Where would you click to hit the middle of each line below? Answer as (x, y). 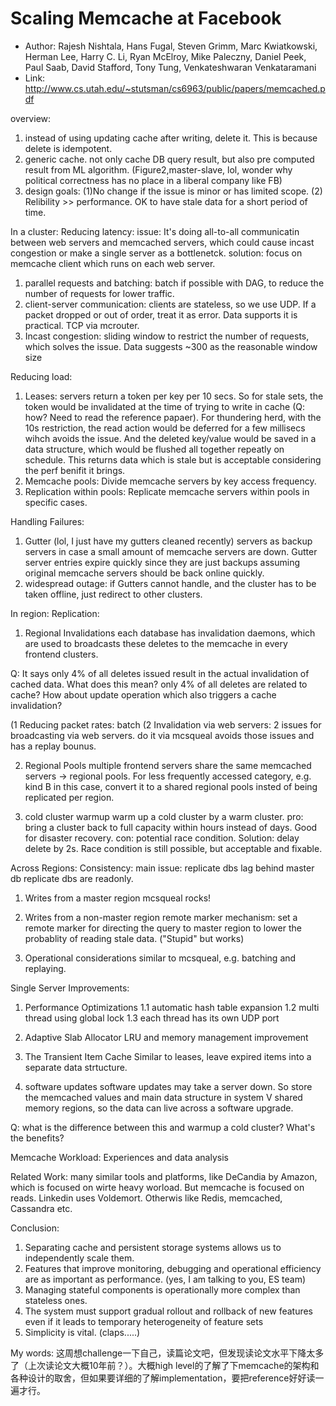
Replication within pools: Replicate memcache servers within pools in (167, 491)
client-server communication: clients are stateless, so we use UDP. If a (170, 304)
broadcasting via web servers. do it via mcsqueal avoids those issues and (162, 735)
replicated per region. (69, 797)
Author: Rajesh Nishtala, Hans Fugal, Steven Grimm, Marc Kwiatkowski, (171, 46)
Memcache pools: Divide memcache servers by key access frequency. (170, 481)
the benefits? (37, 1138)
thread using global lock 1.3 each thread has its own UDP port (152, 1018)
